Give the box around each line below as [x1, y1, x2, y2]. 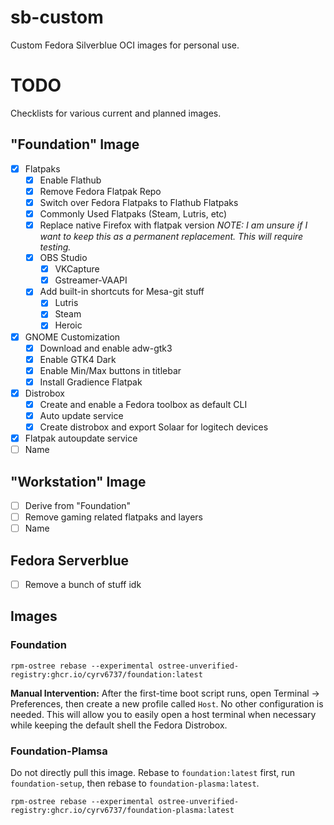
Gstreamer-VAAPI [54, 274, 128, 286]
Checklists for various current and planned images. [10, 107, 222, 119]
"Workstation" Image [10, 473, 147, 490]
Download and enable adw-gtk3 [39, 342, 173, 354]
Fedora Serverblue [10, 552, 130, 569]
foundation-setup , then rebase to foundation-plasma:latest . [10, 777, 260, 790]
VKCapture [54, 263, 100, 275]
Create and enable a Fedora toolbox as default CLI [39, 398, 248, 410]
